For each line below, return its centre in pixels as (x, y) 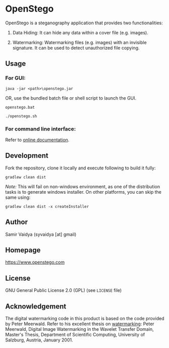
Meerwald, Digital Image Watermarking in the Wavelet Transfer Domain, (79, 329)
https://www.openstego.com (35, 262)
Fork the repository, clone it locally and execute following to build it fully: (80, 168)
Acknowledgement (36, 306)
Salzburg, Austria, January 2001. (39, 340)
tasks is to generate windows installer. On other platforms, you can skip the (83, 192)
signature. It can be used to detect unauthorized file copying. (76, 48)
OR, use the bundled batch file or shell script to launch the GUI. (71, 98)
